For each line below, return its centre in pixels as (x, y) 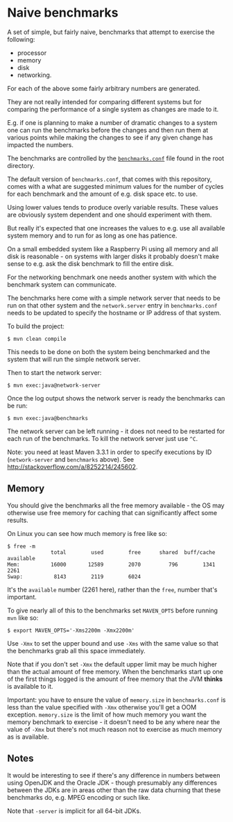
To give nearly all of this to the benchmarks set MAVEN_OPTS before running (113, 610)
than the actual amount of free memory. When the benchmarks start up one (115, 671)
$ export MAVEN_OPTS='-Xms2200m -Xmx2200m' (71, 630)
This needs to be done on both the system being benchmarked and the (109, 351)
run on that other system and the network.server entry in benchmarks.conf (112, 305)
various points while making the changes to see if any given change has (110, 137)
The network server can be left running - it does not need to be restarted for (116, 431)
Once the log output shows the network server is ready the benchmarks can (116, 398)
